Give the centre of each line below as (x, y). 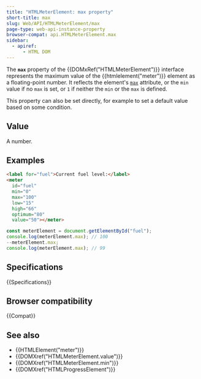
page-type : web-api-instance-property (56, 29)
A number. (19, 141)
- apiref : (24, 47)
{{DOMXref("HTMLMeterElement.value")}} (69, 356)
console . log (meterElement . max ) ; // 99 (56, 248)
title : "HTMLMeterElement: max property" (60, 12)
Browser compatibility (50, 301)
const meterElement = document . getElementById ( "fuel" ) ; (79, 231)
